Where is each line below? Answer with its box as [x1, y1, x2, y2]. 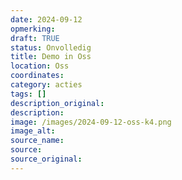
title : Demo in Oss [10, 52, 92, 62]
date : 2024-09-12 [10, 14, 83, 25]
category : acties [10, 80, 83, 90]
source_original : [10, 154, 83, 164]
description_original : [10, 98, 105, 108]
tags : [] [10, 89, 47, 99]
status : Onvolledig [10, 42, 92, 53]
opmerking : [10, 24, 56, 34]
